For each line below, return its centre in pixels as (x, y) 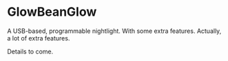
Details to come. (30, 51)
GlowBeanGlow (52, 12)
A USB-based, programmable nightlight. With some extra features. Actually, (114, 31)
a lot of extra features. (39, 38)
